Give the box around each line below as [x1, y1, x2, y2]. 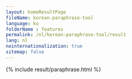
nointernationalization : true [5, 43, 83, 50]
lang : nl [5, 37, 28, 43]
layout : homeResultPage [5, 9, 67, 15]
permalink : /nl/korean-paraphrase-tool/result [5, 32, 127, 38]
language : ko [5, 20, 39, 26]
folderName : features [5, 26, 64, 32]
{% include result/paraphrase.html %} [5, 66, 101, 73]
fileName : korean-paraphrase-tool [5, 15, 94, 21]
